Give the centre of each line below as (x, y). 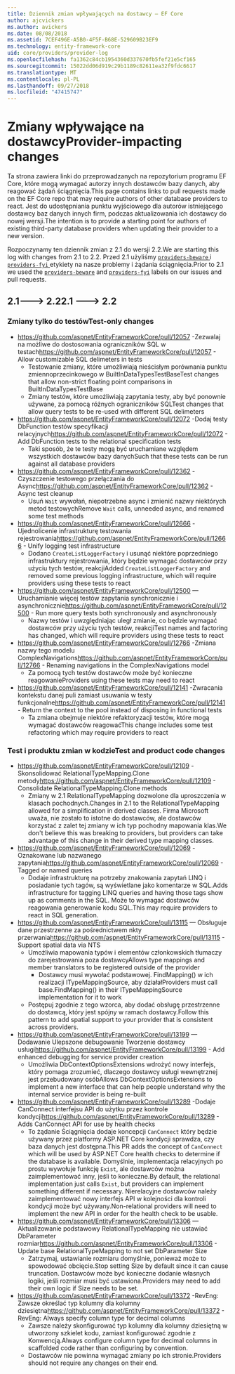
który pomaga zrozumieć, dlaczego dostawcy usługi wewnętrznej (123, 1072)
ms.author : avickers (38, 27)
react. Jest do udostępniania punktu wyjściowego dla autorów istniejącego (115, 206)
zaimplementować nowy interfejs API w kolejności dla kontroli (117, 1199)
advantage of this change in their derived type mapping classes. (121, 841)
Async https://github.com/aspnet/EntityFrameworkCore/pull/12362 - (115, 486)
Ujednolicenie (37, 530)
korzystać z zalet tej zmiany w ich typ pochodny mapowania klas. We (127, 825)
